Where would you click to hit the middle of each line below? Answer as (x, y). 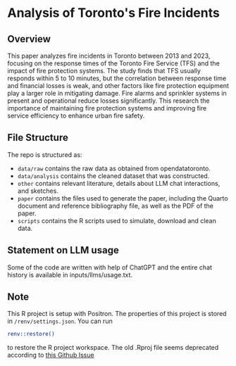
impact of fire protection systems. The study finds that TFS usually (104, 71)
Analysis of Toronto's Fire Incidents (113, 13)
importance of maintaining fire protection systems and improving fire (107, 108)
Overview (29, 39)
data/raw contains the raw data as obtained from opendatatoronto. (114, 168)
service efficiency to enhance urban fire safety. (76, 115)
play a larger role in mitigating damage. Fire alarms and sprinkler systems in (117, 93)
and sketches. (38, 191)
